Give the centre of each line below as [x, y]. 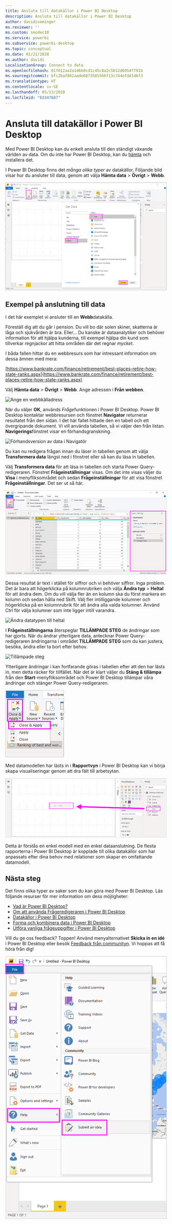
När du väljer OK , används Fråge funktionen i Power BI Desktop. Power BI [82, 409]
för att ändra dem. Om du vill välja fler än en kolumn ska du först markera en [85, 594]
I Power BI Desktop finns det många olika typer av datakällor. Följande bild [84, 170]
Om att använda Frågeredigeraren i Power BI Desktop [69, 912]
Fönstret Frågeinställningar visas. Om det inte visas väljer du [97, 472]
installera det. [20, 160]
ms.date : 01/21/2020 [27, 54]
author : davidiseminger [31, 22]
